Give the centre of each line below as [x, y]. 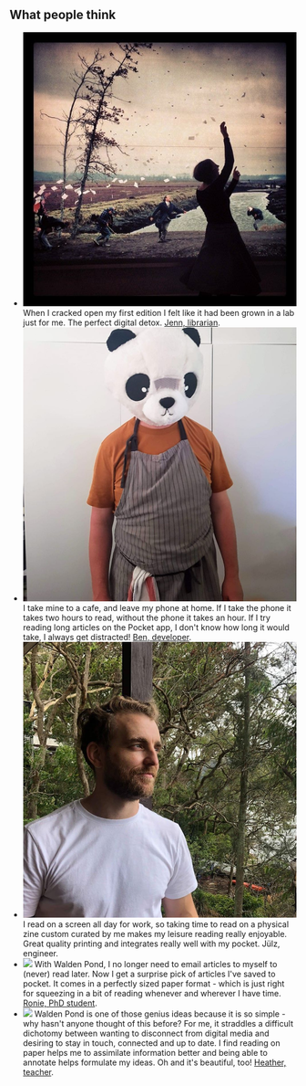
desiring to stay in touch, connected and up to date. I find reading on [151, 1043]
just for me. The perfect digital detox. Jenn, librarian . [122, 322]
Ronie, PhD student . [60, 1003]
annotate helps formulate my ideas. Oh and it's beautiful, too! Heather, [154, 1062]
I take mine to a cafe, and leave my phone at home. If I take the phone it [157, 608]
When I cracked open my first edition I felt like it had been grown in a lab [158, 313]
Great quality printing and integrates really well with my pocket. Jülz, [151, 944]
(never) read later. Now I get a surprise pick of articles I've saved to [149, 974]
